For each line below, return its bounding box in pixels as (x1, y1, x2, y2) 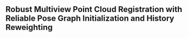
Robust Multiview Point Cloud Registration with (5, 5, 183, 14)
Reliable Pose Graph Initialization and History (5, 14, 174, 24)
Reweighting (5, 22, 53, 32)
